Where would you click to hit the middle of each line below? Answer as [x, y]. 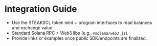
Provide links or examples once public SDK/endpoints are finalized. [79, 38]
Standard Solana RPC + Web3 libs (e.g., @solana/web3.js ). [70, 33]
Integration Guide [41, 9]
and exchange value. [33, 27]
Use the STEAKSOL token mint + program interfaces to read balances [82, 23]
